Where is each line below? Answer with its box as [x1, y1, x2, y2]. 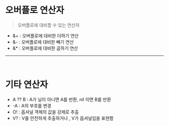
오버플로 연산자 [5, 4, 64, 16]
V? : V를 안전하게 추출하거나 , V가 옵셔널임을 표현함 [12, 115, 114, 121]
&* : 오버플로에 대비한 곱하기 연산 [12, 45, 78, 51]
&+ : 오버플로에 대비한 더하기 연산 [12, 32, 79, 38]
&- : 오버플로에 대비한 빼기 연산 [12, 38, 74, 45]
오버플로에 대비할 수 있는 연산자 [17, 22, 79, 28]
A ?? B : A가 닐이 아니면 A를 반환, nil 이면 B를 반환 [12, 96, 112, 102]
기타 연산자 [5, 79, 48, 90]
